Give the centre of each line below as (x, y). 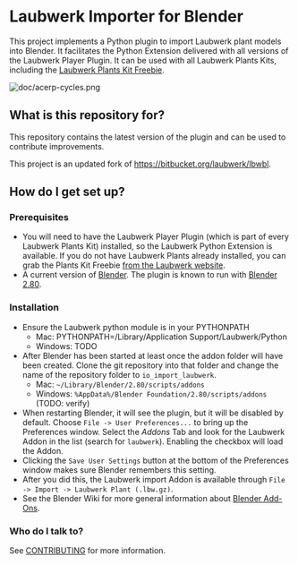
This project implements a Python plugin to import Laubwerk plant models (145, 41)
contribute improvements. (57, 146)
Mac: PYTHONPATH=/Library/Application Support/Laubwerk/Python (162, 337)
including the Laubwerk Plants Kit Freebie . (87, 70)
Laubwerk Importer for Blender (127, 17)
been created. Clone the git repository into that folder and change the (150, 365)
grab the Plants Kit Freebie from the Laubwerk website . (124, 265)
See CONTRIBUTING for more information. (88, 551)
